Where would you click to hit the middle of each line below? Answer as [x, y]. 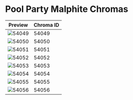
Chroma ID [46, 25]
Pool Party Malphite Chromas [67, 9]
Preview [18, 25]
